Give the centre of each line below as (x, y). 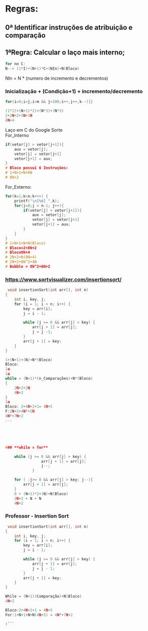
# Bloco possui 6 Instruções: (37, 168)
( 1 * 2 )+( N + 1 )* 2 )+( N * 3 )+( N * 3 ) (35, 111)
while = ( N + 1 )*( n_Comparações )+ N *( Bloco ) (49, 379)
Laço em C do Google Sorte (34, 130)
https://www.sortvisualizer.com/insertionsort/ (63, 279)
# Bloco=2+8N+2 (21, 248)
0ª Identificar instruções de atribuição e (69, 27)
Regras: (22, 9)
